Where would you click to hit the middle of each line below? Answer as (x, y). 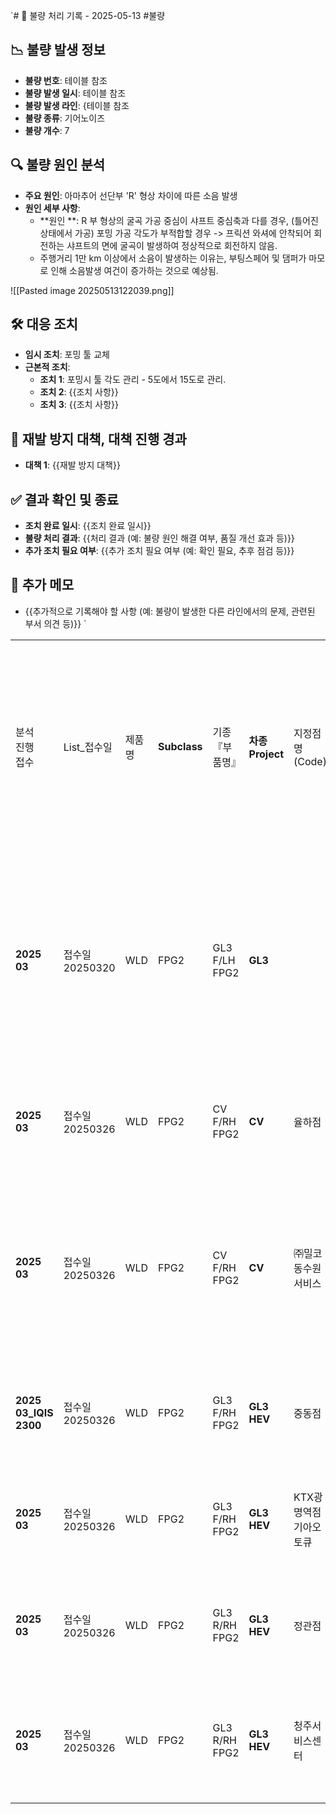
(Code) (310, 761)
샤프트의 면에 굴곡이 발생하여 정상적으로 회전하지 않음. (172, 245)
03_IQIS (34, 1412)
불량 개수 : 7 (47, 130)
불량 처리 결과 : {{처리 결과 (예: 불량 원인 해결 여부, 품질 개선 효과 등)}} (159, 538)
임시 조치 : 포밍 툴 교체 (67, 355)
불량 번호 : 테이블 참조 (66, 80)
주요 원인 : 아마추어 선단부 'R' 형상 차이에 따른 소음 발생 (131, 195)
